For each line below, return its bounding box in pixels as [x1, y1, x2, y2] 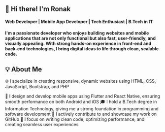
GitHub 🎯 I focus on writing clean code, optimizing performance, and [5, 116, 145, 122]
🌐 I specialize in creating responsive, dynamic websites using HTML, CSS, [5, 78, 156, 84]
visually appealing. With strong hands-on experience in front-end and [5, 40, 152, 46]
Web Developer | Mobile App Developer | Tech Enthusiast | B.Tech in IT [5, 18, 153, 25]
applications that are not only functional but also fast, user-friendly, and [5, 35, 156, 41]
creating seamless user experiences [5, 122, 79, 128]
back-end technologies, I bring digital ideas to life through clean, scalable [5, 45, 159, 52]
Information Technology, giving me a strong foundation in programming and [5, 106, 159, 112]
